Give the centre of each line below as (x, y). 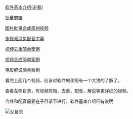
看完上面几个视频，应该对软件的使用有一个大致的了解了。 (64, 80)
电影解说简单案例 (22, 70)
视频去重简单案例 (22, 49)
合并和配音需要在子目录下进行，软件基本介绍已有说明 (59, 101)
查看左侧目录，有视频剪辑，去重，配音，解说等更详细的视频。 (68, 91)
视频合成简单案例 (22, 59)
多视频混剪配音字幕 (25, 39)
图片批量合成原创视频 (27, 28)
